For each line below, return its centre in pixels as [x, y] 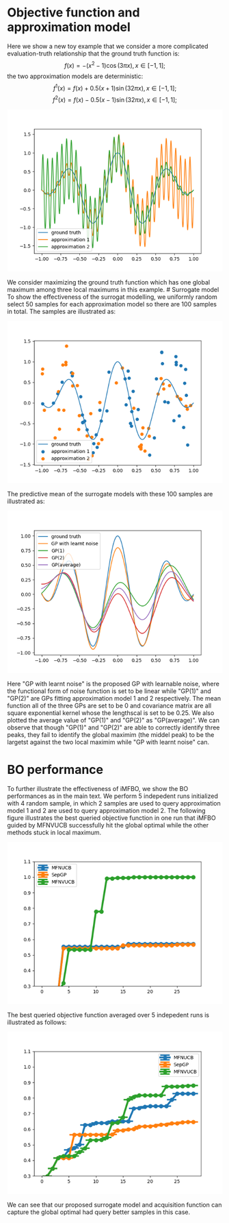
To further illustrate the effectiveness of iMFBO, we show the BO [98, 788]
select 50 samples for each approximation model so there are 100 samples [112, 304]
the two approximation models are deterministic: [75, 76]
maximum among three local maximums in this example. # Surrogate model [113, 289]
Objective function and [73, 13]
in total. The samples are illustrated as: [62, 311]
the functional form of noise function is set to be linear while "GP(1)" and [109, 691]
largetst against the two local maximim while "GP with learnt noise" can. [108, 742]
